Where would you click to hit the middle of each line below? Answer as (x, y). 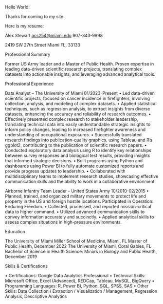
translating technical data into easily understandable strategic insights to (78, 124)
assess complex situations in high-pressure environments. (63, 222)
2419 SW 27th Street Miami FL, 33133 (43, 45)
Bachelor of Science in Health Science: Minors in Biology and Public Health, (81, 251)
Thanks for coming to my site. (35, 16)
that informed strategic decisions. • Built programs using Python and (74, 161)
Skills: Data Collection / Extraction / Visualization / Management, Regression (81, 291)
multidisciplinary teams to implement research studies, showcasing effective (82, 176)
